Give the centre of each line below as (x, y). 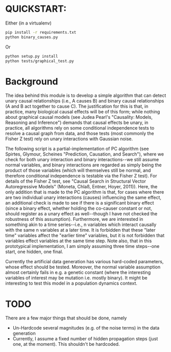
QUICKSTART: (36, 9)
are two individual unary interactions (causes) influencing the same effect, (83, 197)
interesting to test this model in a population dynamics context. (71, 283)
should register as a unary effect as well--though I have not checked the (81, 214)
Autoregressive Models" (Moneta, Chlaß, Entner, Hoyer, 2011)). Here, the (81, 187)
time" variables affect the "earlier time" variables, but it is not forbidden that (85, 236)
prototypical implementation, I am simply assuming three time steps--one (82, 246)
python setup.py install (32, 56)
